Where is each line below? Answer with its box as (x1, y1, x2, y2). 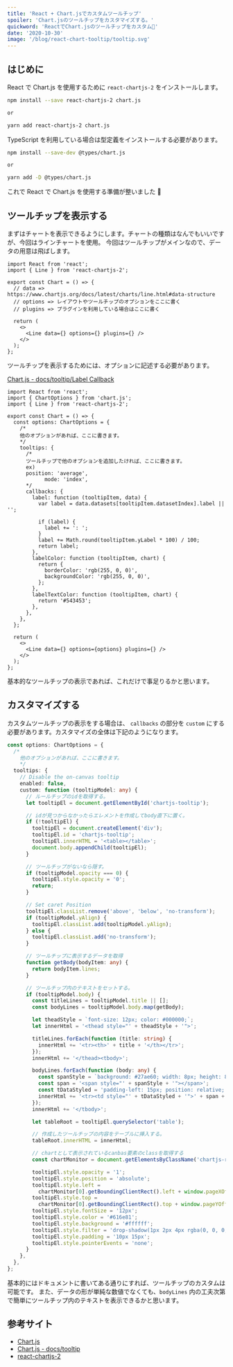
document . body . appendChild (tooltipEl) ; (32, 844, 148, 851)
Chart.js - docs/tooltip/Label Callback (7, 375, 114, 383)
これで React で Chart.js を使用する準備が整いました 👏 (7, 188, 162, 196)
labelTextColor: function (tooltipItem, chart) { (32, 591, 178, 598)
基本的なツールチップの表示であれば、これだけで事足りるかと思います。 (7, 677, 214, 685)
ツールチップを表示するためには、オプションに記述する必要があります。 (7, 361, 214, 369)
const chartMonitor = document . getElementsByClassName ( (32, 1156, 197, 1163)
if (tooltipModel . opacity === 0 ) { (25, 869, 129, 877)
